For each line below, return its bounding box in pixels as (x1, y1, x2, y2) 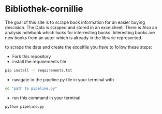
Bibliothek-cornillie (5, 3, 83, 14)
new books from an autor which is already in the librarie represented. (5, 35, 143, 41)
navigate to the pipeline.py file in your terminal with (12, 76, 114, 83)
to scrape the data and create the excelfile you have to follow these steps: (5, 44, 152, 50)
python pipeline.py (5, 104, 44, 109)
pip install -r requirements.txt (5, 68, 73, 73)
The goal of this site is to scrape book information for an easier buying (5, 19, 145, 25)
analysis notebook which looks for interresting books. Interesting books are (5, 29, 155, 35)
